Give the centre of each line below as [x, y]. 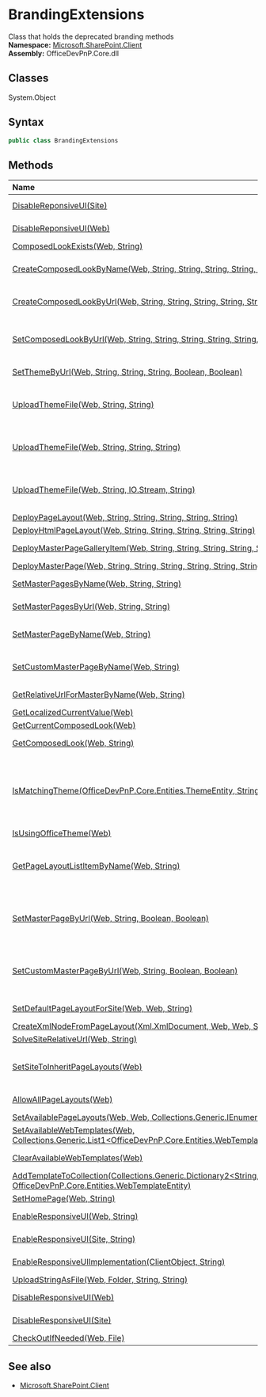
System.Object [32, 97]
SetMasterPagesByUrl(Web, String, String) [91, 607]
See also [30, 1367]
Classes [28, 78]
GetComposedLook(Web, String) [73, 744]
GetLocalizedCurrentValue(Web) [73, 713]
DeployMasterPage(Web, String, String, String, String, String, [125, 566]
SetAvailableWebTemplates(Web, [73, 1130]
